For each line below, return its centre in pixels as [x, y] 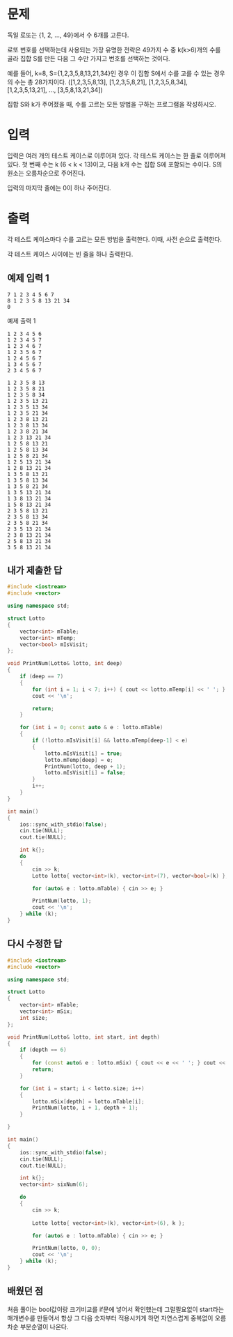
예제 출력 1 [22, 321]
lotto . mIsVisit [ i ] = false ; [85, 773]
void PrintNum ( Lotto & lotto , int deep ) [65, 664]
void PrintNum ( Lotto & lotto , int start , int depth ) [83, 1037]
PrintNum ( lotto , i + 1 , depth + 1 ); [85, 1108]
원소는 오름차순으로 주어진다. [46, 173]
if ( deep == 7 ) [42, 677]
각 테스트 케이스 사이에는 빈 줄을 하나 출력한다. [70, 254]
